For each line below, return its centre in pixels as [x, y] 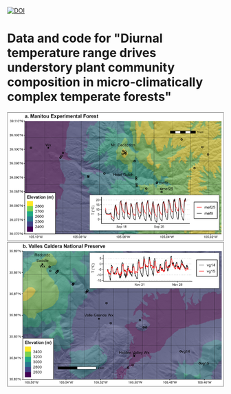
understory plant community [91, 68]
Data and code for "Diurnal [85, 39]
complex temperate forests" [89, 97]
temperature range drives [82, 53]
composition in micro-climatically [105, 82]
